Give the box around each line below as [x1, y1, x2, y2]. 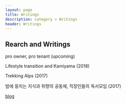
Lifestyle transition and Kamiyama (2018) [5, 63, 90, 69]
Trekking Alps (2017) [5, 73, 48, 79]
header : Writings [5, 21, 42, 27]
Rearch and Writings [5, 40, 71, 48]
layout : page [5, 7, 33, 13]
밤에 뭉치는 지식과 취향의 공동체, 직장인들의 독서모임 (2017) [5, 83, 121, 89]
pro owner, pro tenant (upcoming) [5, 53, 75, 59]
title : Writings [5, 12, 39, 17]
